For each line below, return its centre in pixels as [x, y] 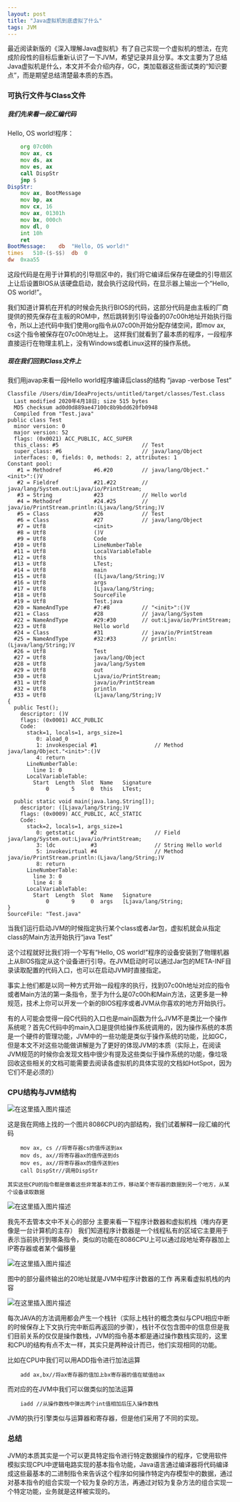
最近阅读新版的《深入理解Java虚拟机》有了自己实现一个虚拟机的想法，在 [115, 49]
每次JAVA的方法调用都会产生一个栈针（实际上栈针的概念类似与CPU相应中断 [119, 1318]
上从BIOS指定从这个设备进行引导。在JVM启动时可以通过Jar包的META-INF [116, 961]
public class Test [35, 420]
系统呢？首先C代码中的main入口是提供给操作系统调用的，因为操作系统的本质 [120, 1027]
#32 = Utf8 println [65, 689]
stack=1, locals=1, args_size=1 [74, 732]
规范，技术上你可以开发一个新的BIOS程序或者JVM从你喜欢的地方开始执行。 [119, 1003]
